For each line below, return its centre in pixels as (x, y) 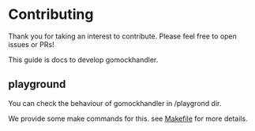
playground (37, 84)
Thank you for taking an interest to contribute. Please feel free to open (122, 36)
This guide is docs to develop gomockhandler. (83, 60)
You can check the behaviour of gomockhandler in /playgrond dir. (115, 103)
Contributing (51, 15)
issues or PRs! (31, 44)
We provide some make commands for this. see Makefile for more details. (128, 118)
